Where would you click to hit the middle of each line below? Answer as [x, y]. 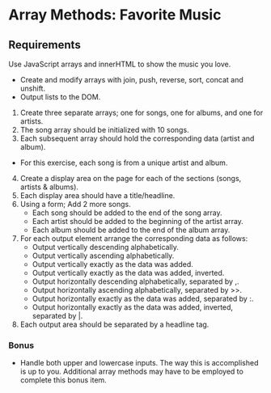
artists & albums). [49, 187]
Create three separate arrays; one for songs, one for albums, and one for [142, 112]
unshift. [33, 88]
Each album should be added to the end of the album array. [131, 230]
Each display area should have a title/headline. [97, 195]
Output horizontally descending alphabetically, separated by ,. [135, 281]
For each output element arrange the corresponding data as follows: [134, 239]
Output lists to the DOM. [60, 97]
